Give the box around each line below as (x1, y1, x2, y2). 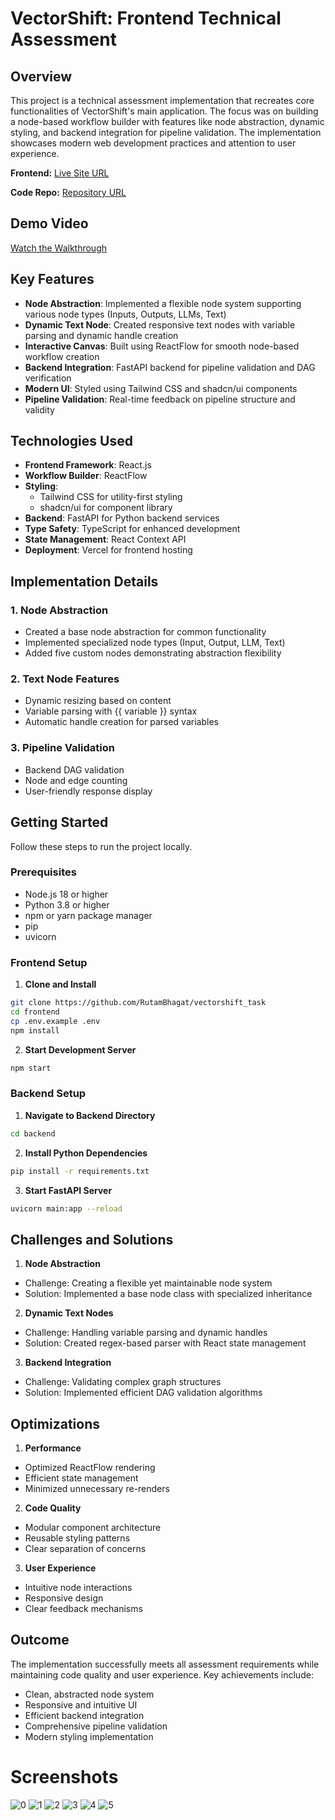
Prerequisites (10, 865, 77, 879)
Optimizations (10, 1415, 100, 1432)
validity (24, 403, 55, 416)
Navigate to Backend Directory (24, 1109, 156, 1121)
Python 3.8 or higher (24, 898, 110, 911)
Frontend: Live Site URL (10, 167, 110, 179)
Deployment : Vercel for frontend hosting (24, 544, 193, 556)
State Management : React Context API (24, 533, 187, 546)
